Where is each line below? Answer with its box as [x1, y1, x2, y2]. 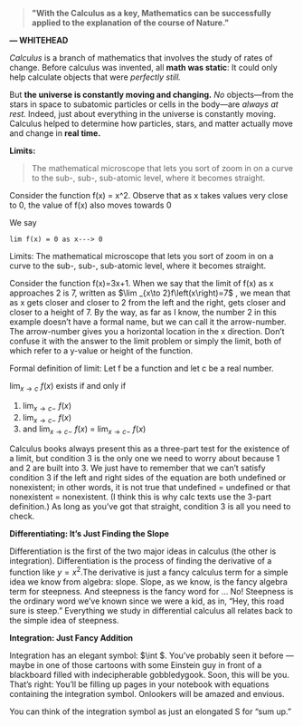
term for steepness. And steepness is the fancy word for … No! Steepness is [9, 586, 294, 596]
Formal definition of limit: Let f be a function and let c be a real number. [9, 363, 274, 373]
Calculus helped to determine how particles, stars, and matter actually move [9, 118, 294, 129]
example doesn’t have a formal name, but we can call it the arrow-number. [9, 316, 287, 327]
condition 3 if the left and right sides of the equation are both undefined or [9, 472, 287, 483]
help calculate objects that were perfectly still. [9, 72, 181, 82]
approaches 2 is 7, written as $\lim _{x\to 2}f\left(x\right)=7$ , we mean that [9, 287, 291, 298]
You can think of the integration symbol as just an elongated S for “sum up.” [9, 706, 292, 717]
